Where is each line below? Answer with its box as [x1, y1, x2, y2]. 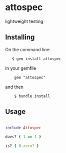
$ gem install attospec [11, 56, 61, 61]
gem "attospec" [14, 75, 46, 80]
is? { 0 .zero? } [5, 143, 39, 148]
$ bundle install [14, 93, 50, 99]
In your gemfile [5, 65, 36, 71]
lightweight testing [5, 18, 43, 24]
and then [5, 84, 23, 90]
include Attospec [5, 125, 41, 130]
